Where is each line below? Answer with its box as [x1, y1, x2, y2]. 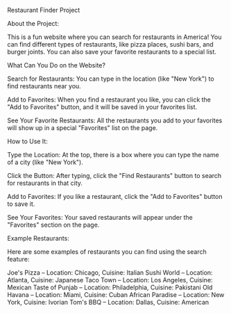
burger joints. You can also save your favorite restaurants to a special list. [7, 48, 217, 56]
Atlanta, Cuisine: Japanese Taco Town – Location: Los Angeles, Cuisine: [7, 276, 213, 284]
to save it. [7, 200, 35, 208]
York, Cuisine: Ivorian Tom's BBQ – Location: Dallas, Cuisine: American [7, 298, 209, 306]
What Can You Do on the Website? [7, 61, 106, 69]
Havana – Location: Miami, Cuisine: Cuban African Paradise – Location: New [7, 291, 225, 298]
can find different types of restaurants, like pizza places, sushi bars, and [7, 40, 214, 48]
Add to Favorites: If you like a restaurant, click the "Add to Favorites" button [7, 193, 223, 200]
